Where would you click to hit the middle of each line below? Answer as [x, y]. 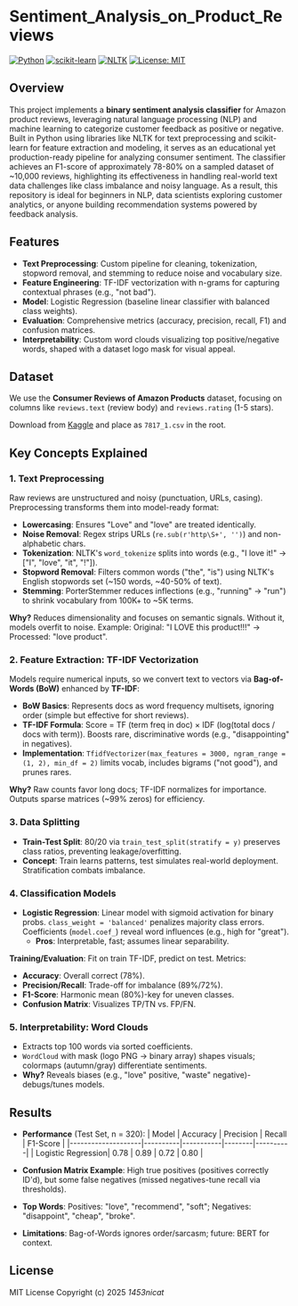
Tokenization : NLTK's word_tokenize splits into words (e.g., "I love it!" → [154, 553]
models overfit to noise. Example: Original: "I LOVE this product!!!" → [135, 627]
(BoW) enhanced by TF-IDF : [87, 689]
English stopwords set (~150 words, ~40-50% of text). [122, 582]
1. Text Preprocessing [57, 478]
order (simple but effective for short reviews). [105, 715]
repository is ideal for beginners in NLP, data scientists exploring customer [146, 194]
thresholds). [44, 1189]
